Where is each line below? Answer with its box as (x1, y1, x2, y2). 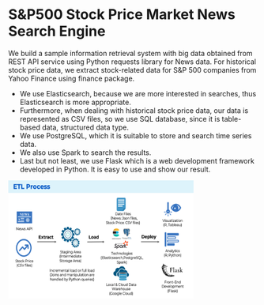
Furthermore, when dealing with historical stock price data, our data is (19, 105, 249, 115)
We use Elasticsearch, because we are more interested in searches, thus (19, 88, 257, 98)
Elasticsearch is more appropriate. (19, 97, 132, 107)
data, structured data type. (42, 122, 129, 132)
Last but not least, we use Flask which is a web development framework (19, 156, 255, 165)
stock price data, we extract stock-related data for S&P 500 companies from (8, 65, 257, 74)
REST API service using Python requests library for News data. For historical (8, 57, 257, 66)
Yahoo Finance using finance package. (8, 73, 135, 83)
